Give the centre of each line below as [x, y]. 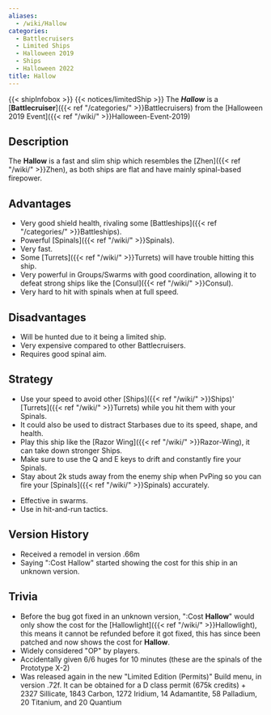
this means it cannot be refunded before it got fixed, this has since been [140, 633]
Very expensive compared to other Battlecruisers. [103, 345]
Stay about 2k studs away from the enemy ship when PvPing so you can [140, 476]
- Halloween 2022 [45, 69]
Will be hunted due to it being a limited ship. [93, 337]
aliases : [23, 16]
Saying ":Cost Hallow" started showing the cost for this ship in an [129, 562]
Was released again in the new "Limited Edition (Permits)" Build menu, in [141, 676]
